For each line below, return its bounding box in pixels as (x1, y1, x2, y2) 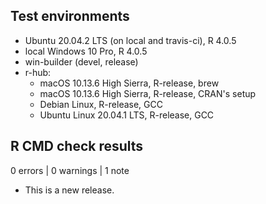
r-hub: (24, 66, 52, 78)
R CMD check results (10, 138, 144, 155)
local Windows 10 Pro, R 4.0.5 (24, 45, 148, 57)
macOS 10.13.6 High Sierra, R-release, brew (39, 77, 220, 89)
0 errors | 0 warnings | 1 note (10, 164, 130, 176)
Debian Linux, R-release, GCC (39, 98, 163, 110)
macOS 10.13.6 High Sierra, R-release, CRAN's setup (39, 87, 257, 99)
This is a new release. (24, 184, 115, 196)
